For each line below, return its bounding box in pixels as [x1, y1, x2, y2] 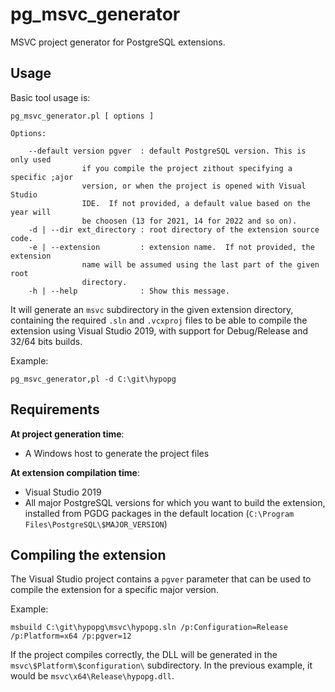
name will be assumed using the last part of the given [81, 259, 320, 270]
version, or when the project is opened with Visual [81, 181, 307, 191]
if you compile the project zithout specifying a [81, 163, 293, 173]
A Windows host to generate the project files [24, 447, 210, 459]
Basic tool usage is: [10, 91, 91, 103]
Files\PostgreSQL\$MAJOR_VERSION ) [24, 518, 168, 530]
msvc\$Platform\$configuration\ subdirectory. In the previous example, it [10, 659, 313, 672]
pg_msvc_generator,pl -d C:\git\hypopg [10, 374, 177, 384]
